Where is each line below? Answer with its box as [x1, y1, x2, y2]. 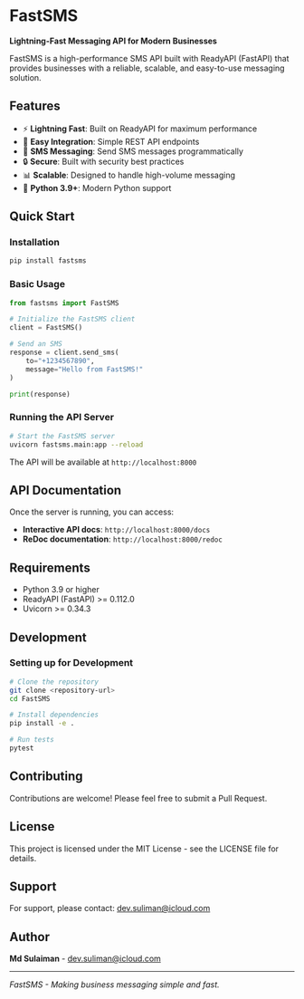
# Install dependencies [9, 710, 100, 720]
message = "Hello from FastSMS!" [25, 364, 144, 374]
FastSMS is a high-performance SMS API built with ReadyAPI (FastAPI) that [9, 53, 290, 63]
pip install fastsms [9, 256, 88, 265]
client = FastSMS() [9, 323, 83, 332]
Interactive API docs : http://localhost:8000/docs [22, 524, 211, 535]
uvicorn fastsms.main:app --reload [9, 440, 144, 449]
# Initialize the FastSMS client [9, 314, 136, 324]
